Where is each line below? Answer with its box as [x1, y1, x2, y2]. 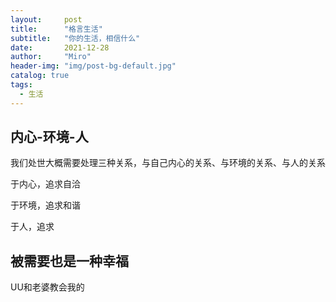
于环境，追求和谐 [10, 199, 81, 211]
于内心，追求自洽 [10, 178, 81, 190]
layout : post [10, 14, 83, 25]
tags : [10, 80, 33, 90]
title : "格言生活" [10, 24, 103, 34]
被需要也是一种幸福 [10, 252, 129, 270]
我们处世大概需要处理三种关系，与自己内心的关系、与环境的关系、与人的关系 [10, 157, 326, 169]
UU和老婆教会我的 [10, 281, 85, 293]
